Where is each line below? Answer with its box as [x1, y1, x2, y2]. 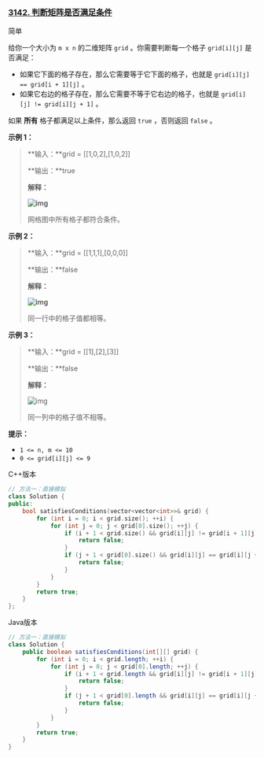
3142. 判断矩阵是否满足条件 [8, 6, 112, 17]
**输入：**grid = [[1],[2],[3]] [27, 347, 119, 357]
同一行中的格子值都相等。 [27, 313, 111, 324]
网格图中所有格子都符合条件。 [27, 215, 124, 224]
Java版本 [8, 618, 38, 627]
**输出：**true [27, 166, 76, 176]
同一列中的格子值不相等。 [27, 412, 111, 422]
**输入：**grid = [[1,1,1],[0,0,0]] [27, 248, 128, 257]
